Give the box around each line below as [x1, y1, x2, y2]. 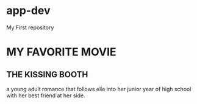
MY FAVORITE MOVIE [6, 45, 117, 59]
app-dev [6, 4, 51, 18]
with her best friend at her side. [6, 92, 85, 99]
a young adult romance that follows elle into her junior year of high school [6, 85, 192, 92]
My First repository [6, 24, 54, 31]
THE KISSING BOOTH [6, 69, 88, 80]
